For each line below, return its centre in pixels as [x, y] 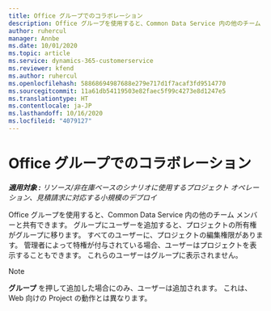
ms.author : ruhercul [43, 76]
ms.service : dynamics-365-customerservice [81, 61]
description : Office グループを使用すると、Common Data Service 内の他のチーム [135, 23]
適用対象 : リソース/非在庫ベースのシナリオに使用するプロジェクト [119, 187]
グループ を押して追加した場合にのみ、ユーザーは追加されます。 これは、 [130, 288]
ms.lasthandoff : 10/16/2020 [56, 114]
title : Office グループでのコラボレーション [76, 16]
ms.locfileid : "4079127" [50, 121]
